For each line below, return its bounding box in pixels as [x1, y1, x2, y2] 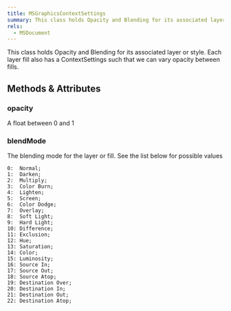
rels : [7, 23, 23, 30]
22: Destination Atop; [7, 297, 72, 305]
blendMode [7, 136, 47, 145]
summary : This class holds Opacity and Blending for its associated [7, 17, 208, 23]
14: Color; [7, 249, 38, 257]
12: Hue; [7, 237, 32, 244]
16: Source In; [7, 261, 51, 268]
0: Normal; [7, 165, 41, 172]
